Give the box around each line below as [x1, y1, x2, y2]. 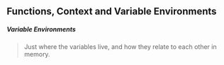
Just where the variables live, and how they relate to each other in [23, 43, 217, 51]
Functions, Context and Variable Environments [6, 6, 217, 17]
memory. [23, 50, 50, 59]
